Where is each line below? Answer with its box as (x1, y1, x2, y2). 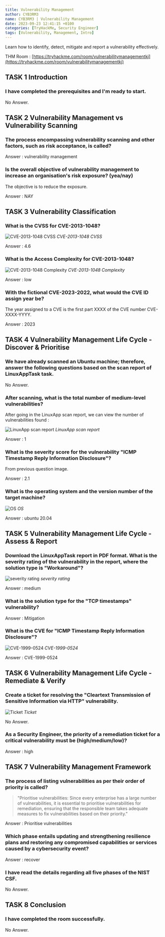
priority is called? (5, 784, 48, 791)
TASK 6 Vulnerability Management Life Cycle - (5, 669, 152, 677)
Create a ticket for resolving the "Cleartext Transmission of (5, 692, 151, 699)
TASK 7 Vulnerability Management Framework (5, 763, 151, 771)
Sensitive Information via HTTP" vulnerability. (5, 698, 118, 704)
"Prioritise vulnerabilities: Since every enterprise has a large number (17, 795, 157, 801)
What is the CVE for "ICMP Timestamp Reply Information (5, 628, 145, 635)
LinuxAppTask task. (5, 370, 54, 377)
